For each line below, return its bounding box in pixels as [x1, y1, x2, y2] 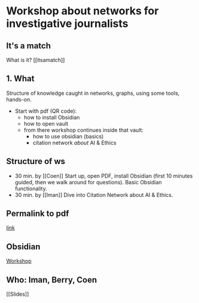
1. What [6, 73, 35, 84]
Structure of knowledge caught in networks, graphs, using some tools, [6, 89, 180, 97]
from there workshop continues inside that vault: [23, 126, 144, 134]
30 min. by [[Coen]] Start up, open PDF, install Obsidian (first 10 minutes [14, 172, 193, 180]
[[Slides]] [6, 290, 29, 298]
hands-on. [6, 95, 32, 103]
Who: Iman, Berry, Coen [6, 274, 97, 285]
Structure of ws [6, 156, 66, 166]
